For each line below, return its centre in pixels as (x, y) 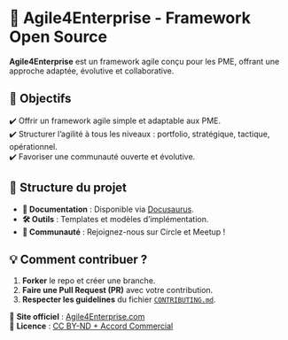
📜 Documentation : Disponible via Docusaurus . (108, 209)
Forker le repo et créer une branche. (89, 281)
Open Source (58, 37)
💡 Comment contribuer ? (78, 259)
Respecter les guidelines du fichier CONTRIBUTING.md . (119, 299)
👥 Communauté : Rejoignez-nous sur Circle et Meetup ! (124, 232)
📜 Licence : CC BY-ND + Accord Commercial (91, 326)
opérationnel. (33, 146)
